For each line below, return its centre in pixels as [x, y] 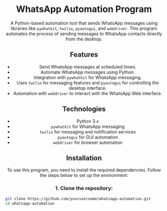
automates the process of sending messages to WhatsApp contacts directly [84, 33]
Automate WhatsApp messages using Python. [88, 72]
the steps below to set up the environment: [84, 175]
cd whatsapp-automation [30, 203]
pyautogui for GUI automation [88, 137]
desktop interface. [87, 88]
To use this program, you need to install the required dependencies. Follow [84, 170]
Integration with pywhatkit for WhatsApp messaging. [88, 77]
